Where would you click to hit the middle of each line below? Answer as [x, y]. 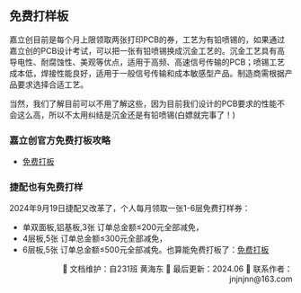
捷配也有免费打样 [46, 187]
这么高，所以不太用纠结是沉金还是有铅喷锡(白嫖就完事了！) [126, 114]
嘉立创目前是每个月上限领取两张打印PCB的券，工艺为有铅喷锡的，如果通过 [147, 40]
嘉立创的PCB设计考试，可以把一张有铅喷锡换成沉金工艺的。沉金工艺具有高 [147, 50]
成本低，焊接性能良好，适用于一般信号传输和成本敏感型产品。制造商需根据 [147, 73]
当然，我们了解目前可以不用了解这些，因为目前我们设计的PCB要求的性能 [143, 103]
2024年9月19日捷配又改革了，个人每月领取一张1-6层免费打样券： [130, 209]
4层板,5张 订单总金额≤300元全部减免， [95, 239]
